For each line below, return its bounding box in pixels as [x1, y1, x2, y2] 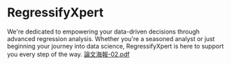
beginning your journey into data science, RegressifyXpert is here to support [7, 42, 224, 50]
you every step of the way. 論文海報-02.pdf [7, 50, 130, 58]
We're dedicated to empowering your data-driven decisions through [7, 27, 200, 36]
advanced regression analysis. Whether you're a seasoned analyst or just [7, 34, 215, 42]
